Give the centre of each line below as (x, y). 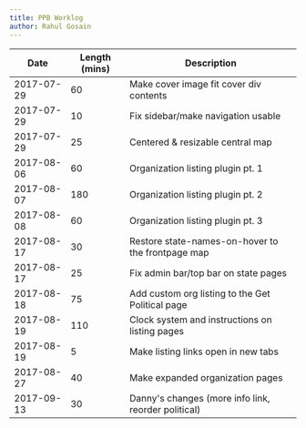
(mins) (96, 68)
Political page (158, 304)
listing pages (157, 331)
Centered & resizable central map (201, 142)
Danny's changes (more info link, (199, 398)
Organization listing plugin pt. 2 (196, 194)
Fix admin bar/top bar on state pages (208, 272)
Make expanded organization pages (206, 377)
